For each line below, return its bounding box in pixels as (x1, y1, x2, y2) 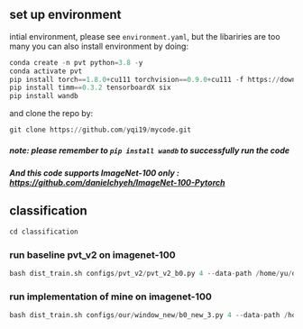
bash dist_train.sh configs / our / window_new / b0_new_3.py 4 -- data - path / (9, 311, 289, 320)
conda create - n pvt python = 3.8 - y (9, 58, 143, 67)
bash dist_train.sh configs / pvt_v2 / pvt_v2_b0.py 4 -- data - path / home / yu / (9, 270, 293, 279)
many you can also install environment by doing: (9, 41, 189, 51)
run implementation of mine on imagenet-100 (9, 290, 212, 303)
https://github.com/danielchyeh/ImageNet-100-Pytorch (9, 178, 225, 188)
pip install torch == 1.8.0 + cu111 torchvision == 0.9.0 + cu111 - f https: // (9, 75, 280, 84)
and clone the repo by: (9, 108, 94, 119)
